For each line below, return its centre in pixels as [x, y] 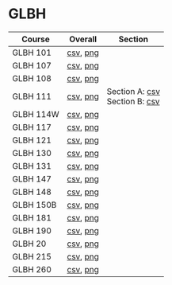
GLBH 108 [32, 78]
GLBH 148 [32, 192]
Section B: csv [133, 101]
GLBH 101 [32, 53]
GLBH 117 [32, 127]
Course [35, 39]
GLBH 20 [29, 244]
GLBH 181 [32, 217]
